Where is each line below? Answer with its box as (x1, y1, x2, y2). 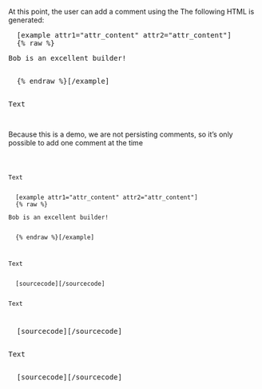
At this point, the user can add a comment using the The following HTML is (8, 7, 255, 16)
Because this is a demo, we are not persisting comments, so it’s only (8, 129, 233, 139)
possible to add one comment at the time (8, 138, 144, 147)
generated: (8, 15, 45, 25)
